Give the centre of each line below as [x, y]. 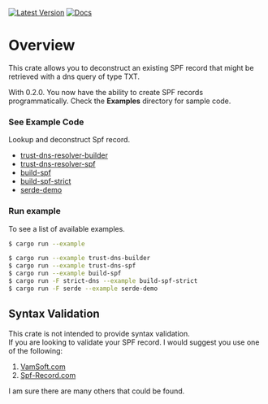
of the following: [36, 350]
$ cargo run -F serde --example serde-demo [83, 289]
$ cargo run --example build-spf [65, 274]
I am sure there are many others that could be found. [97, 391]
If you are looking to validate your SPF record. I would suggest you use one [134, 342]
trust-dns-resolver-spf [58, 164]
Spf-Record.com [48, 375]
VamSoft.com [43, 367]
